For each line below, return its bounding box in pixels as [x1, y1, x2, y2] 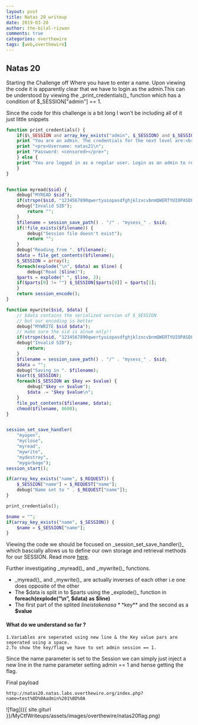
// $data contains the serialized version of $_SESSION [16, 312, 157, 319]
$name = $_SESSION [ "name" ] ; [16, 524, 85, 531]
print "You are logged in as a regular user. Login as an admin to [16, 160, 186, 166]
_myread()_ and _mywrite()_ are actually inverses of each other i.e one [14, 576, 186, 583]
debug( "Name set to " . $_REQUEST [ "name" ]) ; [16, 487, 128, 493]
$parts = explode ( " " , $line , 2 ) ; [16, 274, 101, 280]
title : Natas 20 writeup [6, 14, 67, 20]
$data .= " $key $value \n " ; [27, 389, 94, 395]
